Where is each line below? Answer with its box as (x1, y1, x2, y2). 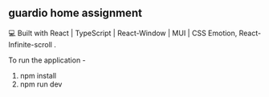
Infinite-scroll (8, 39, 52, 49)
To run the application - (8, 55, 86, 65)
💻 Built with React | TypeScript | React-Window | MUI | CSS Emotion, (8, 28, 238, 38)
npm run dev (19, 79, 63, 89)
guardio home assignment (8, 6, 143, 20)
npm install (19, 71, 57, 80)
